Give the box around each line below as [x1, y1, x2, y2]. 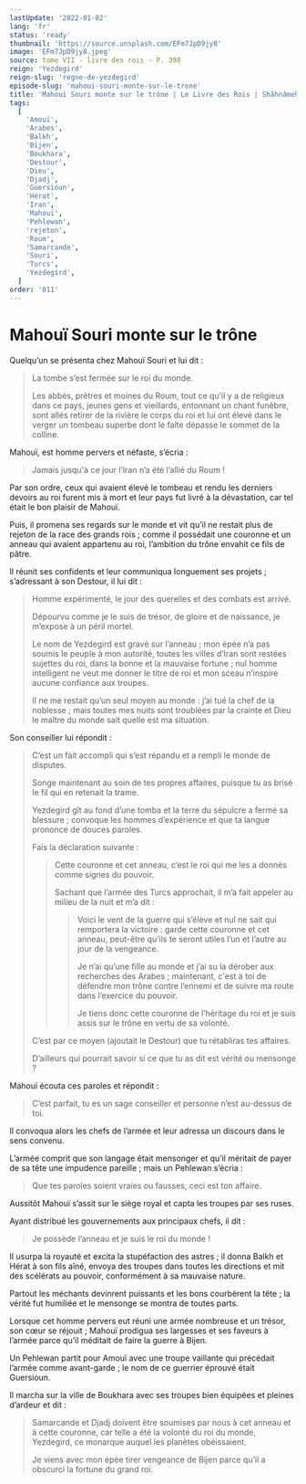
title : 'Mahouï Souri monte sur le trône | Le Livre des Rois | [9, 89, 259, 99]
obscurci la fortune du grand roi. [31, 1463, 154, 1475]
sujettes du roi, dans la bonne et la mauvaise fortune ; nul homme [31, 658, 278, 668]
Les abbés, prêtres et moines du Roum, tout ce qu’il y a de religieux [31, 390, 285, 401]
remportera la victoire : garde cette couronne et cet [76, 923, 270, 934]
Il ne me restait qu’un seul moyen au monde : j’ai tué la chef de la [31, 695, 275, 706]
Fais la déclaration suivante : [31, 841, 139, 852]
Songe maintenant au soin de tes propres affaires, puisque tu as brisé [31, 777, 293, 788]
